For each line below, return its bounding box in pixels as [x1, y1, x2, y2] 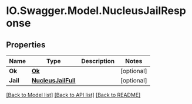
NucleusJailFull [31, 77, 76, 84]
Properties [6, 40, 46, 50]
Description [81, 57, 115, 65]
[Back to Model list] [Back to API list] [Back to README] [6, 92, 141, 98]
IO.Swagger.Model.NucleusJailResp [6, 4, 186, 18]
